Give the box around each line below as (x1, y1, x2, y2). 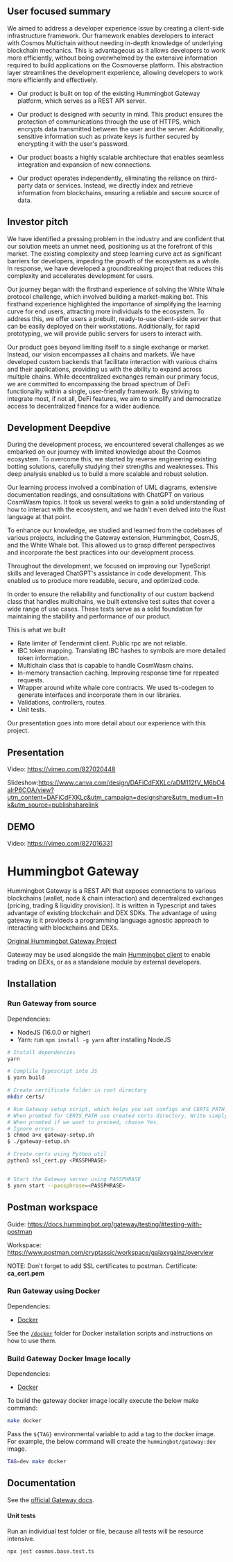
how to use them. (7, 1336, 57, 1345)
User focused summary (7, 6, 111, 17)
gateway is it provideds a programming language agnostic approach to (7, 916, 209, 924)
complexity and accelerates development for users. (7, 271, 155, 280)
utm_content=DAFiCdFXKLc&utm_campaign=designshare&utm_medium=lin (7, 794, 223, 802)
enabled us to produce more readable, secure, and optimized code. (7, 577, 200, 585)
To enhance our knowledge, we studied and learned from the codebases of (7, 526, 223, 534)
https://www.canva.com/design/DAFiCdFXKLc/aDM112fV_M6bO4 (37, 778, 225, 787)
